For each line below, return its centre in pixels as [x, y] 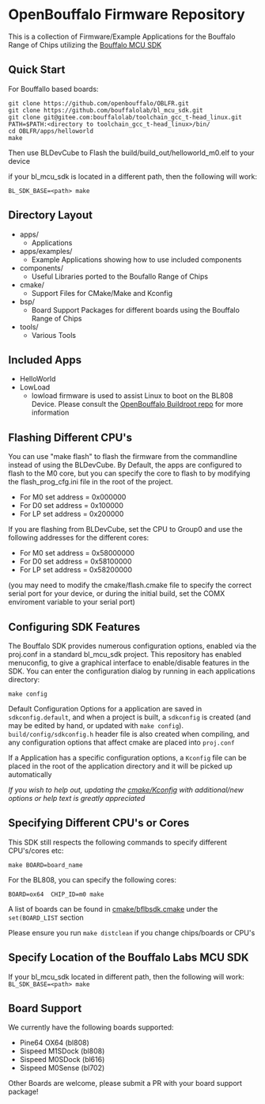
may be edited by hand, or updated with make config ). [96, 725]
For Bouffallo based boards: [53, 89]
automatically [30, 774]
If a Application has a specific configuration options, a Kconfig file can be [127, 758]
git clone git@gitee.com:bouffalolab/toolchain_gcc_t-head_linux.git [125, 117]
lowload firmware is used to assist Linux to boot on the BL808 [132, 396]
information [50, 412]
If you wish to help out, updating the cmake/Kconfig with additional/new [126, 790]
